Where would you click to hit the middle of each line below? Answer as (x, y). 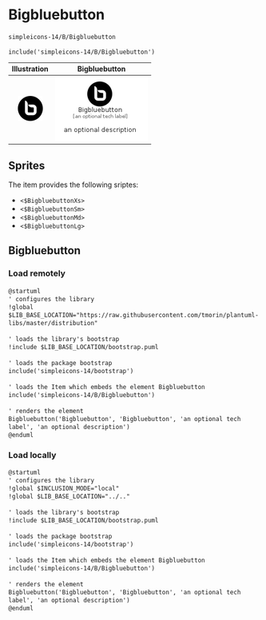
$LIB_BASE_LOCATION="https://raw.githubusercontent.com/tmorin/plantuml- (134, 315)
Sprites (27, 165)
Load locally (32, 455)
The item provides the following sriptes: (73, 185)
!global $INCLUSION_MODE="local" (64, 488)
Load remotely (37, 273)
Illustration (30, 69)
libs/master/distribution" (53, 323)
